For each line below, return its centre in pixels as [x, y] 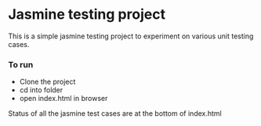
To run [21, 64]
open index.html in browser [63, 99]
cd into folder [41, 90]
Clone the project [47, 82]
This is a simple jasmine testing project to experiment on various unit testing [131, 36]
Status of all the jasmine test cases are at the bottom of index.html [115, 113]
